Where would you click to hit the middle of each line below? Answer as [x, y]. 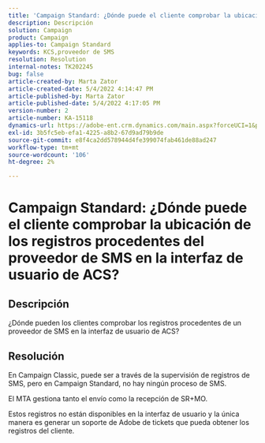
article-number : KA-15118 [50, 118]
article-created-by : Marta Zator [63, 81]
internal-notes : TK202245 [50, 67]
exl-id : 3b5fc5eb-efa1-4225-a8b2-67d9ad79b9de [86, 132]
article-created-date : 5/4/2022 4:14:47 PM [81, 89]
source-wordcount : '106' [49, 154]
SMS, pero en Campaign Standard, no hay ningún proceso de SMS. [118, 383]
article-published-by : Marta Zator [67, 96]
